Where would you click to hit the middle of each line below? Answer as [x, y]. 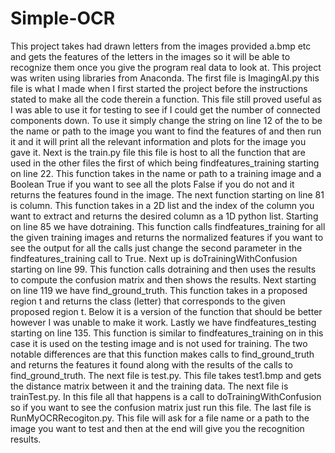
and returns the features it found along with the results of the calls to [151, 364]
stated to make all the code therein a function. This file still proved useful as [166, 99]
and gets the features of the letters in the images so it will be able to [150, 56]
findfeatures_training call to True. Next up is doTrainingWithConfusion [154, 258]
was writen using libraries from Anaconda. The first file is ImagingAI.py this [165, 78]
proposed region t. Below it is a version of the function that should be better [166, 311]
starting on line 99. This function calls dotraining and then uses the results [163, 269]
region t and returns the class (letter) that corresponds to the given [148, 301]
